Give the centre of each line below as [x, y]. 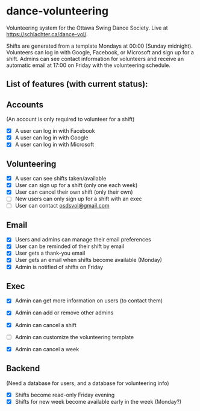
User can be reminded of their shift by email [70, 246]
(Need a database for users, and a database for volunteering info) [88, 383]
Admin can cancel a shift [45, 325]
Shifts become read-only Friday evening [65, 395]
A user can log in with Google [52, 138]
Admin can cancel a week [47, 349]
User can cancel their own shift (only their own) [74, 192]
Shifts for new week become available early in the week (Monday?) [98, 401]
